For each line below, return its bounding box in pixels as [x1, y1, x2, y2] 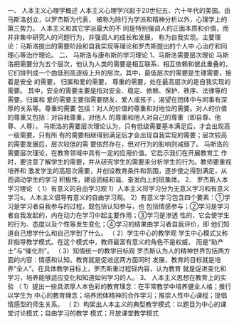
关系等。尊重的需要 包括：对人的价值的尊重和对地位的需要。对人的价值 [19, 104, 228, 113]
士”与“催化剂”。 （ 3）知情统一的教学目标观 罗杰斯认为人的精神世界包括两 [7, 246, 224, 255]
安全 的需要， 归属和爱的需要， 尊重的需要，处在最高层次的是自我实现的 [19, 78, 231, 85]
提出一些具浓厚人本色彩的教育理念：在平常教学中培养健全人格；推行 [31, 282, 232, 291]
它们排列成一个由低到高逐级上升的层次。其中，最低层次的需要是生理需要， [7, 68, 225, 77]
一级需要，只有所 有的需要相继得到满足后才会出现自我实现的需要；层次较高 [7, 131, 228, 139]
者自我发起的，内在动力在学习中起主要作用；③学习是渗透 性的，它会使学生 [7, 211, 230, 219]
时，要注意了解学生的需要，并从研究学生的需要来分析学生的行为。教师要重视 [7, 157, 232, 166]
